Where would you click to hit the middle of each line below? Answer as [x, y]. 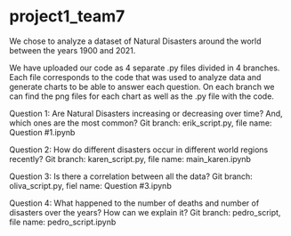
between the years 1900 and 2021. [73, 50]
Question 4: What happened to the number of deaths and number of [134, 203]
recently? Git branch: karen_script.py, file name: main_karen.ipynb [130, 159]
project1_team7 [67, 16]
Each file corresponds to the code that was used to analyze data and [135, 77]
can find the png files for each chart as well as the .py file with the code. [141, 96]
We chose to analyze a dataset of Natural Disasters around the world [135, 41]
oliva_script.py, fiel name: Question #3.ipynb [90, 185]
